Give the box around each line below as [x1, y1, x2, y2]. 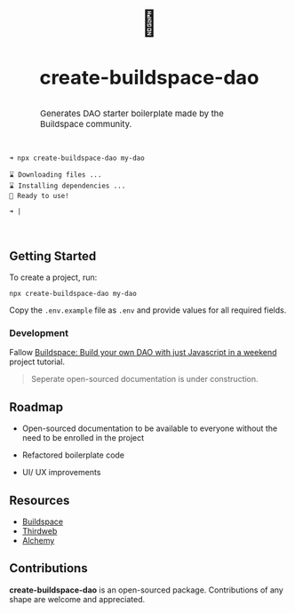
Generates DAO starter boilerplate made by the [39, 107, 224, 120]
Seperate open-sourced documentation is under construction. [30, 374, 259, 385]
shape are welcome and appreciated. [9, 593, 146, 604]
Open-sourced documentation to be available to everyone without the [21, 423, 278, 434]
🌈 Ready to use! [9, 192, 69, 201]
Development [9, 327, 69, 339]
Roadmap [9, 399, 64, 415]
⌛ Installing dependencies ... [9, 181, 126, 191]
